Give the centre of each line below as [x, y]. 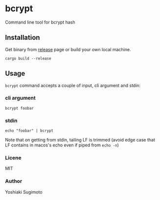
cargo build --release [28, 58]
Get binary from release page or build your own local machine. [68, 49]
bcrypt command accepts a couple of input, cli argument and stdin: [73, 85]
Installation [23, 38]
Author [14, 181]
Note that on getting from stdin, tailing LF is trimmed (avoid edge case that [80, 140]
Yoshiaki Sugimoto [24, 192]
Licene [13, 158]
